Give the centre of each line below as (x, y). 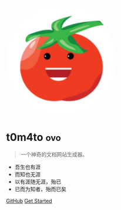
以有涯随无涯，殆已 (38, 182)
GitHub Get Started (29, 201)
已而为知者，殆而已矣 (40, 189)
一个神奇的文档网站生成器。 (54, 154)
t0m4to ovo (34, 137)
